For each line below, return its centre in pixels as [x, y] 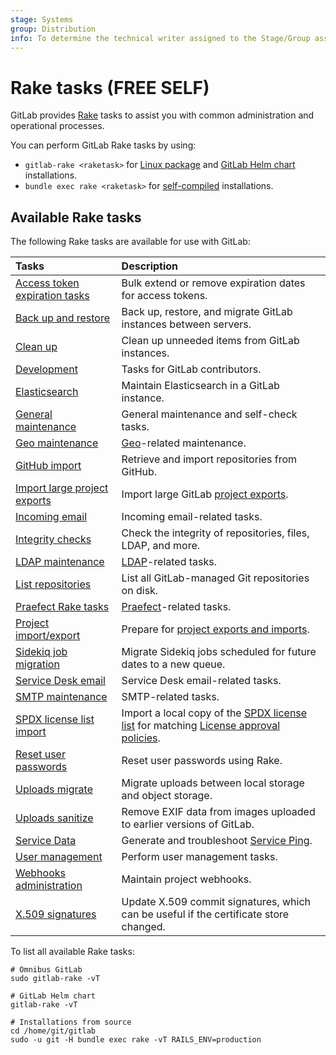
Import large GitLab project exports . [205, 494]
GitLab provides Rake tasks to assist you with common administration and [162, 115]
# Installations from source [71, 1022]
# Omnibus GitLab [46, 970]
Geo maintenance [57, 443]
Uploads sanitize [54, 818]
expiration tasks [52, 296]
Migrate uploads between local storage [213, 783]
